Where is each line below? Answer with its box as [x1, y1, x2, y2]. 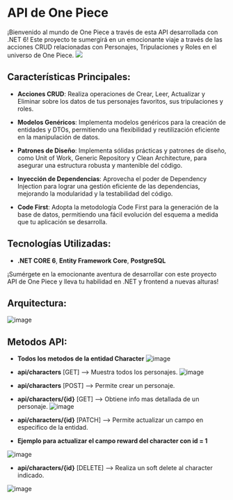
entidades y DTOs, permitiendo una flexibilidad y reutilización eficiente [17, 125, 220, 134]
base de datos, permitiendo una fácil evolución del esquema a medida [17, 210, 219, 219]
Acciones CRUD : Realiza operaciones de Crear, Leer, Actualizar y [17, 89, 205, 98]
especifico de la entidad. [17, 423, 88, 432]
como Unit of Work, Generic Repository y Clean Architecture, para [17, 153, 207, 162]
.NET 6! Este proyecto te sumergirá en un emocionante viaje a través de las [7, 35, 223, 43]
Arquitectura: [7, 297, 67, 309]
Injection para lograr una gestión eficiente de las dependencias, [17, 182, 200, 190]
